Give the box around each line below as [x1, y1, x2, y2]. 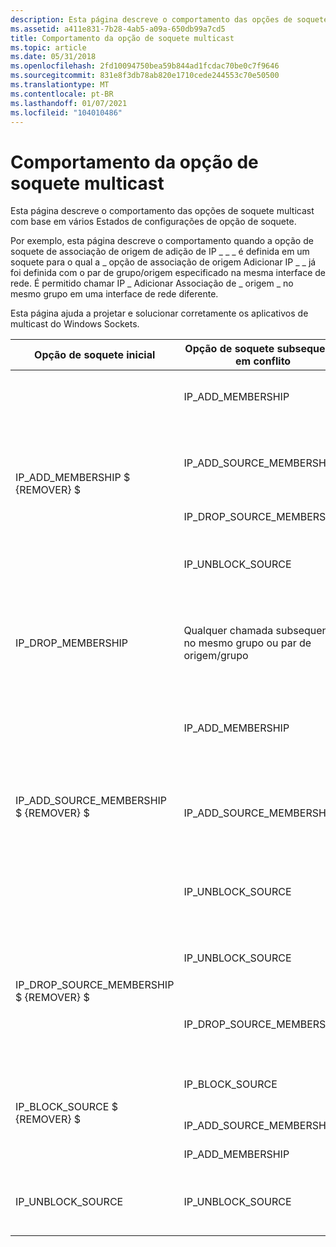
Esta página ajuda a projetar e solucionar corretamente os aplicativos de [10, 307, 309, 320]
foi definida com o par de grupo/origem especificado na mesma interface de [10, 267, 327, 279]
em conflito [234, 354, 292, 368]
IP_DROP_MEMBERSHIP [15, 636, 129, 650]
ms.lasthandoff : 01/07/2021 [10, 98, 128, 108]
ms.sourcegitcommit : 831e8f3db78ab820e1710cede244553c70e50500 [10, 71, 280, 81]
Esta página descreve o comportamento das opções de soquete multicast [10, 205, 315, 217]
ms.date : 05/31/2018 [10, 52, 97, 62]
